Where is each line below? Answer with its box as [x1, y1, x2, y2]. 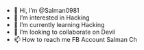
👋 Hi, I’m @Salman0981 [13, 7, 80, 14]
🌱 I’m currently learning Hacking [13, 21, 105, 28]
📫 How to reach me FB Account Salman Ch [13, 36, 137, 43]
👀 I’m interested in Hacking [13, 14, 91, 22]
